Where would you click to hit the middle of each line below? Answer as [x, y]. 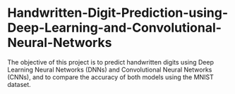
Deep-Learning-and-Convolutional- [115, 28]
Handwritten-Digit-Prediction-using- [118, 13]
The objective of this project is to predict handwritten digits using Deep [110, 62]
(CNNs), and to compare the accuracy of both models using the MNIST [110, 77]
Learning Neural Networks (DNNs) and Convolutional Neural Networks [110, 69]
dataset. [19, 84]
